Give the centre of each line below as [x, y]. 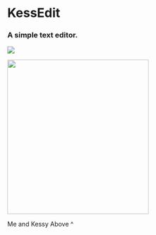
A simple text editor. [43, 35]
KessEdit [34, 13]
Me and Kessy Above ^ [41, 224]
